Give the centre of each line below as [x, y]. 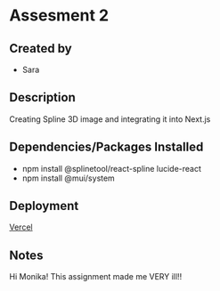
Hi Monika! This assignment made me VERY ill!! [96, 277]
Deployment [44, 206]
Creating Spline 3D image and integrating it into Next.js [110, 119]
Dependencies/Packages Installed [106, 147]
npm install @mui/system [69, 178]
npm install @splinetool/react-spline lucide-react [112, 168]
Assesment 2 [59, 16]
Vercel [21, 227]
